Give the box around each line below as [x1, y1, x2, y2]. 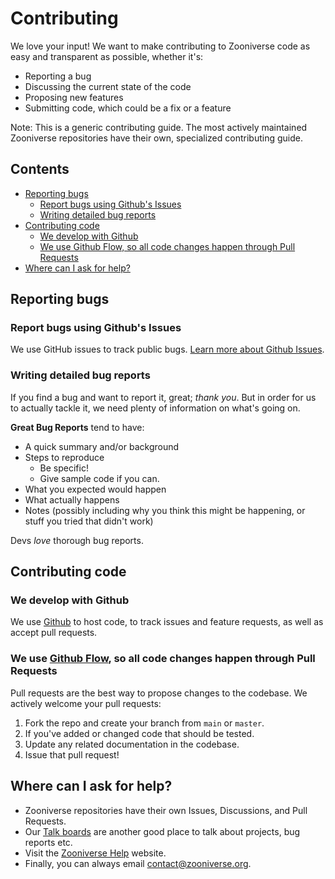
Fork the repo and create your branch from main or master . [24, 717, 265, 729]
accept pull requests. [10, 627, 98, 639]
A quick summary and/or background [24, 440, 180, 452]
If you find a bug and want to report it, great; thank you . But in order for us [10, 391, 317, 403]
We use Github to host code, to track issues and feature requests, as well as [10, 616, 324, 628]
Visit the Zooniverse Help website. [24, 847, 167, 859]
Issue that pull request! [24, 748, 120, 761]
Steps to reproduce [24, 451, 105, 463]
